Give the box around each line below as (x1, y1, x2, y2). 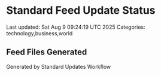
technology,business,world (6, 29, 73, 37)
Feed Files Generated (6, 47, 87, 57)
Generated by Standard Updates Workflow (6, 63, 111, 70)
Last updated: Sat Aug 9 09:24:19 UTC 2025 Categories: (6, 23, 145, 31)
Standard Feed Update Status (6, 4, 156, 17)
